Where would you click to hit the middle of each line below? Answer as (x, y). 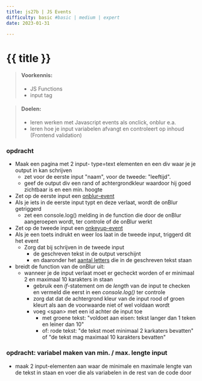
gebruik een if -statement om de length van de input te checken (112, 286)
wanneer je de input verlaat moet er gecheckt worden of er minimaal (109, 273)
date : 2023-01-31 (28, 23)
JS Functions (46, 89)
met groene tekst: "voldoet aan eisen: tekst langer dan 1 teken (119, 318)
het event (27, 241)
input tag (41, 95)
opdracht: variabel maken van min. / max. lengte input (87, 353)
